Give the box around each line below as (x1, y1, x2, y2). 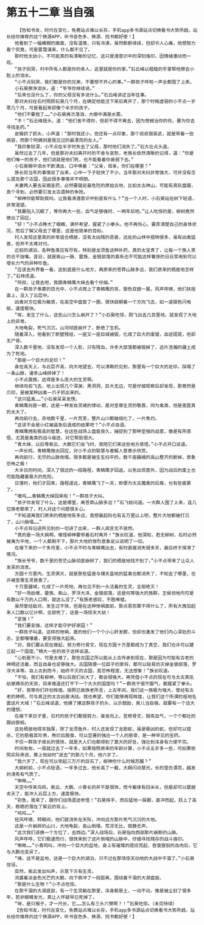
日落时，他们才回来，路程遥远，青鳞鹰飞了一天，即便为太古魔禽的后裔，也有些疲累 (14, 480, 192, 486)
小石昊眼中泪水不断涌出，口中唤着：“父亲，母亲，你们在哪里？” (14, 163, 152, 169)
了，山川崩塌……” (6, 519, 42, 525)
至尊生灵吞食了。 (15, 577, 52, 583)
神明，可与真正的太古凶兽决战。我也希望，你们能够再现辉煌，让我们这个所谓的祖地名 (15, 694, 197, 700)
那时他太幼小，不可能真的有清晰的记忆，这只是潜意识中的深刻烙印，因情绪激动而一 (14, 53, 192, 59)
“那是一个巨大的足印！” (14, 357, 66, 363)
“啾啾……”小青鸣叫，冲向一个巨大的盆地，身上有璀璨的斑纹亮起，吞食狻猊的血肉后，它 (14, 842, 198, 848)
